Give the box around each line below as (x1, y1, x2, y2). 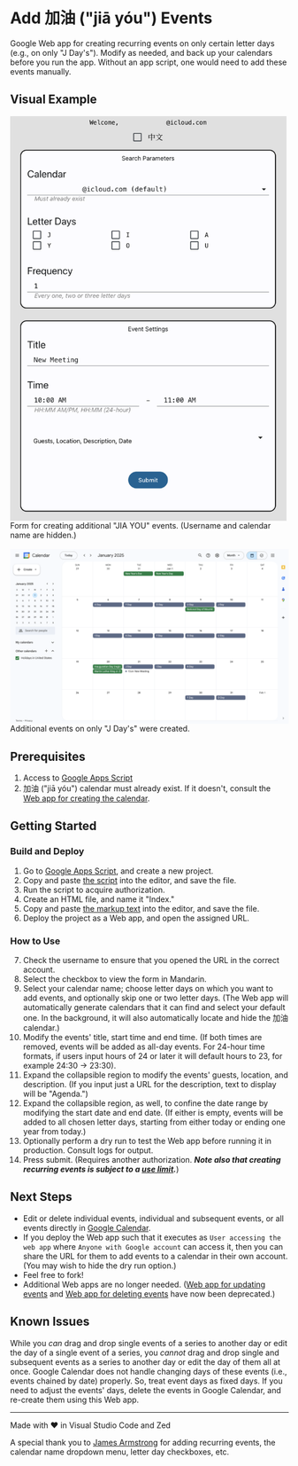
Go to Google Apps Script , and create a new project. (22, 866, 214, 876)
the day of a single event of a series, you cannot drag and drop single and (10, 1347, 279, 1358)
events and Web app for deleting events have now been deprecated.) (22, 1288, 276, 1299)
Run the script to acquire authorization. (22, 884, 165, 895)
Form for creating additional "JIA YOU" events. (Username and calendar (10, 521, 271, 531)
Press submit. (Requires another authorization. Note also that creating (22, 1154, 281, 1164)
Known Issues (10, 1314, 90, 1329)
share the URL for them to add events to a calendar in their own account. (22, 1250, 288, 1261)
